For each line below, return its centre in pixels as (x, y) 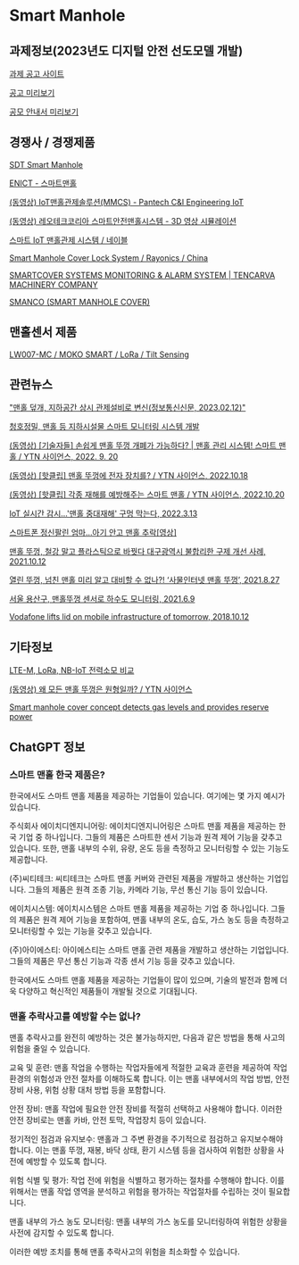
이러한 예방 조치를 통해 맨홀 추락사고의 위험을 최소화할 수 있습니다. (125, 1252)
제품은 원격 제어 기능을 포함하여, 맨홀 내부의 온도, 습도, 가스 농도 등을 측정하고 (154, 920)
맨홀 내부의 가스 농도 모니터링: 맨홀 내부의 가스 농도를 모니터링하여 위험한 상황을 (149, 1222)
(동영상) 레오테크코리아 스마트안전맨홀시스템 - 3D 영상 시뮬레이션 (123, 221)
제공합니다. (29, 859)
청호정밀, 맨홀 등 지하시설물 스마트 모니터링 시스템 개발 (104, 427)
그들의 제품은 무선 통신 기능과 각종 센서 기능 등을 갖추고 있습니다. (122, 961)
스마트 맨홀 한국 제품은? (57, 775)
